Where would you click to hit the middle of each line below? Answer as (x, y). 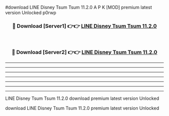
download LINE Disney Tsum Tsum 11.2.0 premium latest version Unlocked (82, 108)
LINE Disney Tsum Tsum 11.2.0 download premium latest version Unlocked (82, 98)
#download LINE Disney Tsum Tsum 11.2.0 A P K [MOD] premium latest (79, 7)
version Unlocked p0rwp (31, 13)
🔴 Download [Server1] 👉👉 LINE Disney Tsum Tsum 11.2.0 (84, 26)
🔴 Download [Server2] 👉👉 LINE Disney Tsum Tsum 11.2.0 (84, 52)
